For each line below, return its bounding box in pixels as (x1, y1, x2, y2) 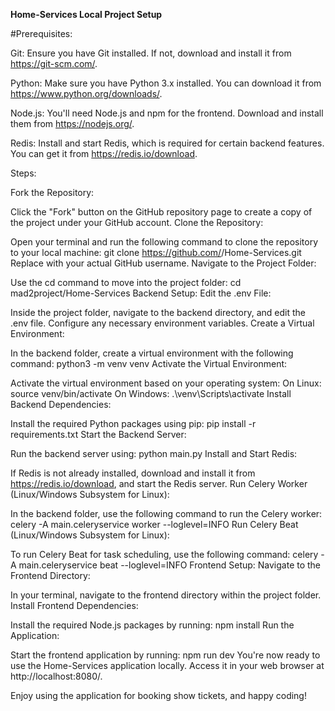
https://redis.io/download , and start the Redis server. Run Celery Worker (10, 478, 308, 489)
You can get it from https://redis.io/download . (10, 148, 198, 159)
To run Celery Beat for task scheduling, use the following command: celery (10, 549, 319, 560)
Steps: (10, 167, 37, 179)
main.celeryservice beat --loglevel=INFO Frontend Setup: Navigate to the (18, 559, 322, 571)
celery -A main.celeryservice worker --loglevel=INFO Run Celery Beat (10, 519, 299, 530)
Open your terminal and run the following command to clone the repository (10, 236, 319, 248)
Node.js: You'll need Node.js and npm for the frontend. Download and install (10, 107, 324, 119)
